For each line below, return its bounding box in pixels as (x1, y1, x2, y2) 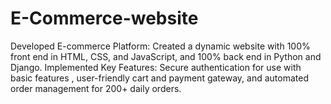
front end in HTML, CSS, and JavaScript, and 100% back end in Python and (10, 50, 322, 62)
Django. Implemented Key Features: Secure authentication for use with (10, 61, 302, 73)
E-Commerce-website (10, 7, 199, 30)
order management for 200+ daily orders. (10, 82, 182, 94)
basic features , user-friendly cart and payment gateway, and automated (10, 72, 309, 84)
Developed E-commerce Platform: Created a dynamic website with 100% (10, 40, 311, 52)
